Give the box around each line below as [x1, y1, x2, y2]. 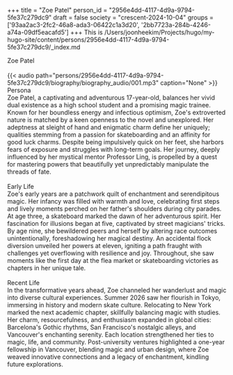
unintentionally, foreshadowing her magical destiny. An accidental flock [7, 234, 211, 243]
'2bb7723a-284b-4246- [141, 21, 211, 29]
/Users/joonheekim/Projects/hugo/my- [104, 28, 215, 36]
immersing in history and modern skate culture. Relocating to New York [7, 301, 211, 309]
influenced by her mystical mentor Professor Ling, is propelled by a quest [7, 153, 218, 161]
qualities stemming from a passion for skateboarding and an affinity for [7, 130, 211, 139]
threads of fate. [7, 167, 51, 176]
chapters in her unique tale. [7, 264, 86, 272]
